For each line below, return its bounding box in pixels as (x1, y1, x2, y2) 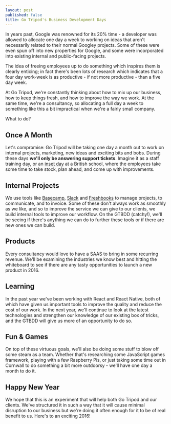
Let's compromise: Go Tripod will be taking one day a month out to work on (5, 145, 164, 151)
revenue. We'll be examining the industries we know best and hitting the (5, 256, 157, 262)
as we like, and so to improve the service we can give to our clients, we (5, 206, 156, 211)
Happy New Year (5, 383, 60, 392)
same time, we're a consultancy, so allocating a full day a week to (5, 100, 144, 107)
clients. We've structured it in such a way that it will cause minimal (5, 402, 145, 408)
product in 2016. (5, 267, 40, 273)
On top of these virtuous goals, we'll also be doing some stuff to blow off (5, 346, 159, 352)
